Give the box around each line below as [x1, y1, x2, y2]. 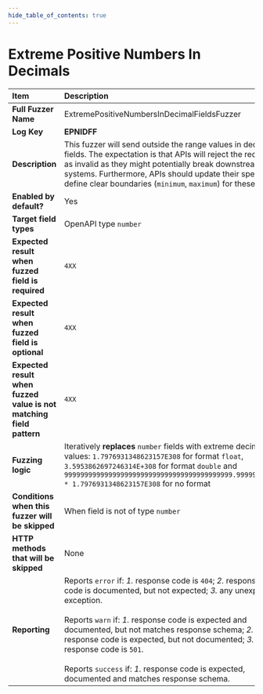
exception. [63, 594, 103, 605]
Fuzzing [12, 454, 43, 465]
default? [12, 201, 45, 212]
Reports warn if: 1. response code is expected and [63, 614, 247, 625]
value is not [12, 398, 57, 409]
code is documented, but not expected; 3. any [63, 585, 233, 596]
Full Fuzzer [12, 104, 54, 114]
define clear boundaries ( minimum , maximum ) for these [63, 178, 256, 189]
